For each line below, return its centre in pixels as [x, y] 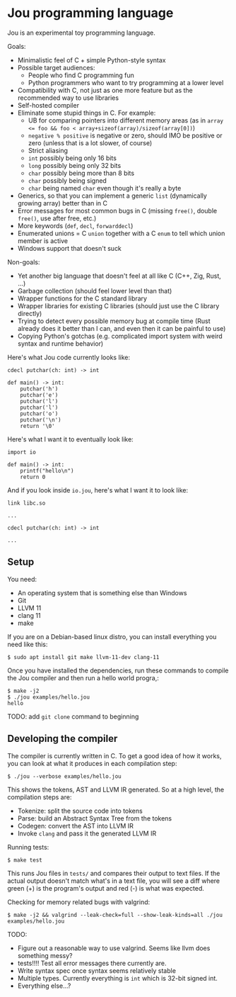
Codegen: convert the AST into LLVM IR [76, 826]
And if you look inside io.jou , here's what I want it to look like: [98, 490]
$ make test [25, 860]
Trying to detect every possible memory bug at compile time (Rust [114, 321]
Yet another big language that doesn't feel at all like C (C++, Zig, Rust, [119, 276]
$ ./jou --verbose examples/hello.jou [64, 776]
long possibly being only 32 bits [75, 165]
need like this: [28, 644]
